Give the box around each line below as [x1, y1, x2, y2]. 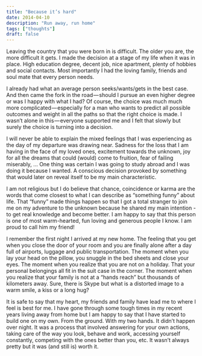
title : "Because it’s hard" [6, 8, 77, 15]
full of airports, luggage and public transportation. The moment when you [6, 248, 189, 255]
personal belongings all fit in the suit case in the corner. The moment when [6, 267, 192, 275]
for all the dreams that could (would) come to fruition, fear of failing [6, 154, 174, 161]
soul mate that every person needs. [6, 73, 95, 81]
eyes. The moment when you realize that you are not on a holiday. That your [6, 261, 195, 268]
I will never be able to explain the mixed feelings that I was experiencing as [6, 135, 192, 142]
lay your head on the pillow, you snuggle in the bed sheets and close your [6, 254, 189, 262]
